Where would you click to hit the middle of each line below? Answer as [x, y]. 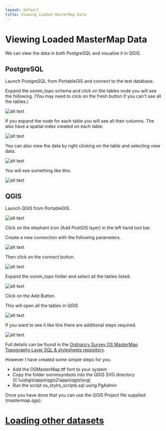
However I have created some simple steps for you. [58, 360]
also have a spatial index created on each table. [54, 127]
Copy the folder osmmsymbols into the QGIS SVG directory [73, 375]
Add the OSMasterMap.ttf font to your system [59, 369]
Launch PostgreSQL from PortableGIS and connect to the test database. [79, 81]
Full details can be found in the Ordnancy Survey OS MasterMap [71, 345]
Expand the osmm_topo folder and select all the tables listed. [68, 276]
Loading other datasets [55, 421]
